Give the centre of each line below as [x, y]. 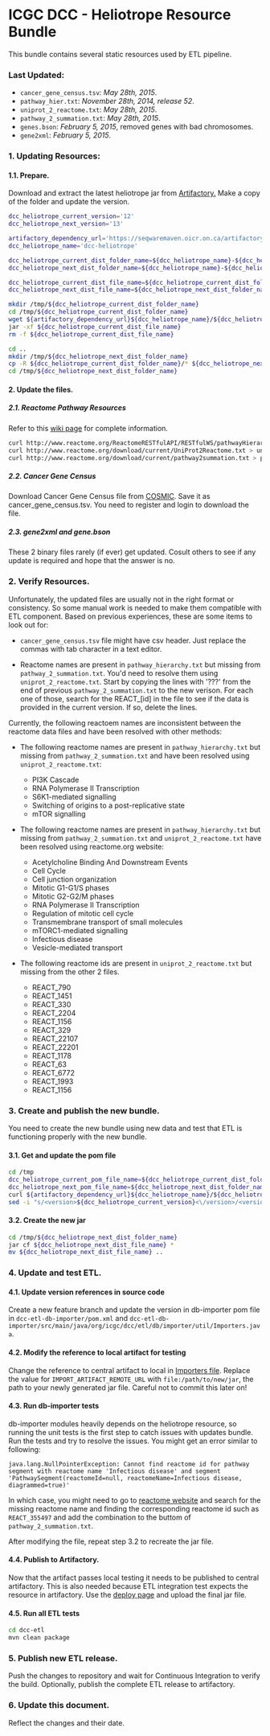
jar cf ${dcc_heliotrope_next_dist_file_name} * [91, 1244]
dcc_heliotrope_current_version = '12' [72, 216]
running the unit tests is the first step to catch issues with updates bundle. [131, 1432]
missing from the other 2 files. [70, 972]
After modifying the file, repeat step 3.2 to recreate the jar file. [111, 1541]
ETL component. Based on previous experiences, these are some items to [131, 616]
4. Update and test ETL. [55, 1273]
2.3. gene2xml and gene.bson [59, 532]
